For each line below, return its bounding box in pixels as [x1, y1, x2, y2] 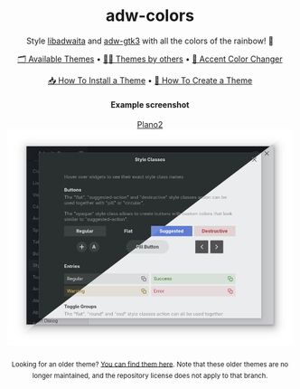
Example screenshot [110, 99, 190, 109]
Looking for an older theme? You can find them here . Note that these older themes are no [11, 359, 289, 369]
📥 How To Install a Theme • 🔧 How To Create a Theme [47, 74, 253, 86]
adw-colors [105, 5, 195, 26]
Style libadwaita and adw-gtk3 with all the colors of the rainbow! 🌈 [26, 35, 274, 46]
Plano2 [136, 119, 164, 130]
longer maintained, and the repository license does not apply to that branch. [32, 372, 268, 381]
